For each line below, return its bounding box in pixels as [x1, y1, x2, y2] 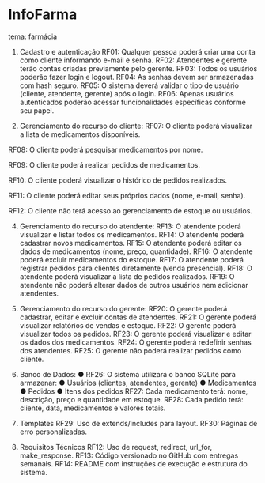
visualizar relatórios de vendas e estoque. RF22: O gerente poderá [19, 320, 237, 330]
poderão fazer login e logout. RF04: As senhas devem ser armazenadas [19, 72, 255, 81]
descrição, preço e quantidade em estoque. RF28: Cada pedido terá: [19, 394, 244, 404]
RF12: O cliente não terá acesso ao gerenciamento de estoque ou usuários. [8, 206, 253, 215]
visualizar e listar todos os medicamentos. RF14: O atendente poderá [19, 229, 244, 239]
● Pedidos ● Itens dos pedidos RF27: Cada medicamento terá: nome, [19, 386, 248, 396]
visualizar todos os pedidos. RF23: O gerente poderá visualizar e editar [19, 329, 252, 338]
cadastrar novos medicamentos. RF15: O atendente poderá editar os [19, 238, 243, 247]
